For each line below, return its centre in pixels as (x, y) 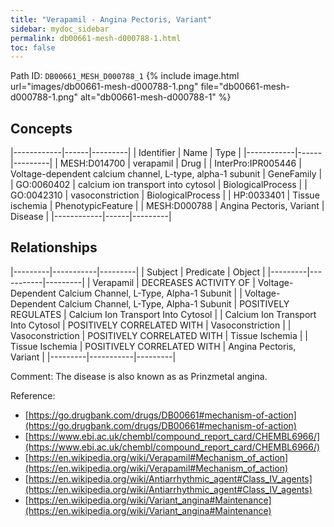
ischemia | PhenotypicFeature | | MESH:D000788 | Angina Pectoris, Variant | (167, 206)
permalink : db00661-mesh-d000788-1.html (96, 38)
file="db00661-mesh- (245, 87)
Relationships (54, 247)
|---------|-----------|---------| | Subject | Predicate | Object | (138, 272)
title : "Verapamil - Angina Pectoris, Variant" (111, 19)
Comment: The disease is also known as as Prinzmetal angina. (139, 376)
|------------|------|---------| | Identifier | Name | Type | (126, 153)
